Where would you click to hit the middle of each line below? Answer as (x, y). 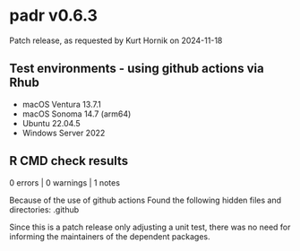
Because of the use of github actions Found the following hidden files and (146, 200)
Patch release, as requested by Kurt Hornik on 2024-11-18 (116, 40)
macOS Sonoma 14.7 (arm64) (77, 114)
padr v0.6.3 (54, 16)
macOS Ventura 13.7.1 (61, 104)
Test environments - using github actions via (137, 69)
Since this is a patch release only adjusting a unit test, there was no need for (150, 227)
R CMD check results (69, 161)
